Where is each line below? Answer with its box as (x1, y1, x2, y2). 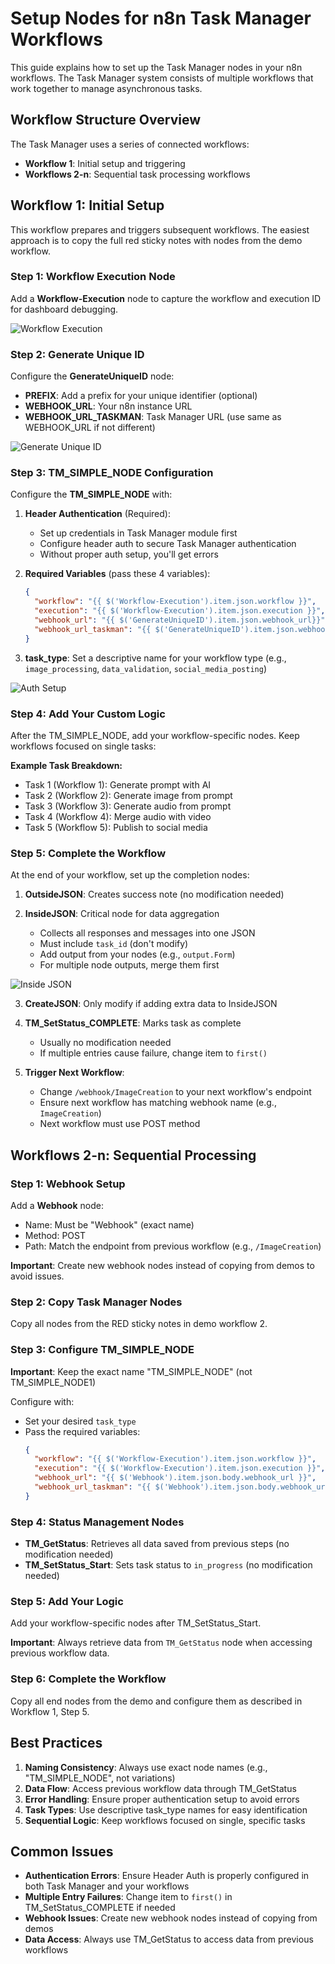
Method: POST (24, 1229, 86, 1241)
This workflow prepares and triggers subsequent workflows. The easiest (10, 223, 310, 236)
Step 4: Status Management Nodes (10, 1515, 185, 1529)
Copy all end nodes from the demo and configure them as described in (10, 1695, 303, 1707)
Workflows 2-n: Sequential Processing (10, 1147, 257, 1164)
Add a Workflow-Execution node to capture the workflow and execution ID (10, 292, 322, 304)
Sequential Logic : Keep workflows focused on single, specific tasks (24, 1814, 306, 1826)
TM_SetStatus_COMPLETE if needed (24, 1902, 176, 1914)
